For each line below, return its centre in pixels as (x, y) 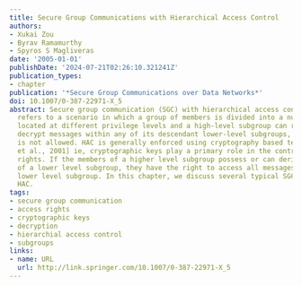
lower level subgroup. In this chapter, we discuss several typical (148, 176)
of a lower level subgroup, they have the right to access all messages (156, 168)
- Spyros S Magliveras (52, 51)
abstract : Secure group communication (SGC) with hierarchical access (144, 109)
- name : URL (31, 260)
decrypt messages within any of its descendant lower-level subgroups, (155, 134)
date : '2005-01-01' (46, 59)
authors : (26, 26)
